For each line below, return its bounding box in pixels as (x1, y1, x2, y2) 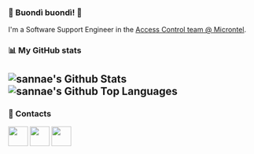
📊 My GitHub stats (8, 45, 82, 56)
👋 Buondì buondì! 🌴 (8, 7, 83, 18)
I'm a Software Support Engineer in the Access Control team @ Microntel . (8, 25, 246, 35)
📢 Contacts (8, 108, 52, 119)
